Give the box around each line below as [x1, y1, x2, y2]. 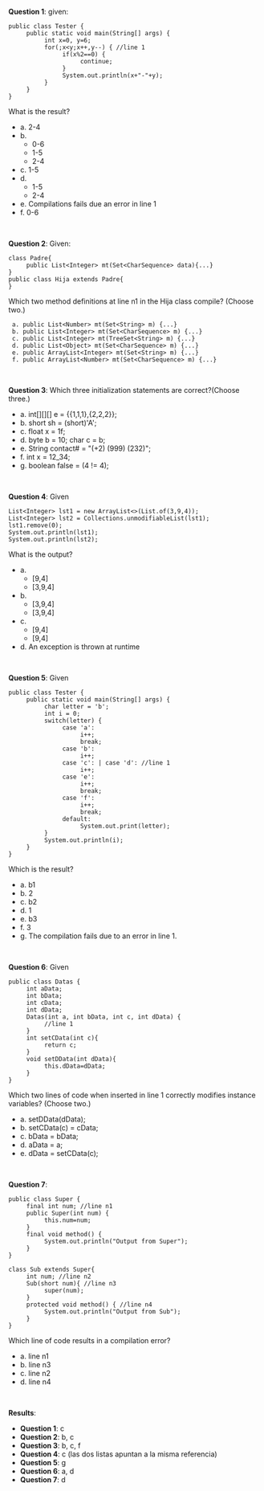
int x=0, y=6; [43, 36, 91, 44]
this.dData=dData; [43, 1062, 106, 1070]
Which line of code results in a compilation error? [8, 1336, 171, 1345]
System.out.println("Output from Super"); [43, 1237, 189, 1245]
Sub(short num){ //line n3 [26, 1280, 116, 1288]
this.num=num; [43, 1216, 91, 1224]
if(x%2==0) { [62, 51, 106, 59]
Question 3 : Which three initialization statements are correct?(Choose [8, 386, 240, 394]
